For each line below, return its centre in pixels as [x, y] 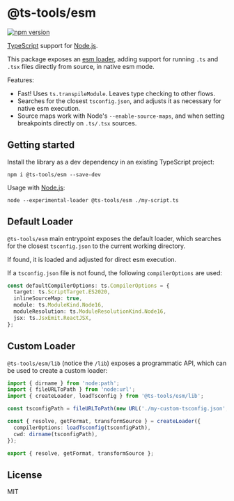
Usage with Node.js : [36, 187]
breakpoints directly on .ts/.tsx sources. [77, 123]
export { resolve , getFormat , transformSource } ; [81, 453]
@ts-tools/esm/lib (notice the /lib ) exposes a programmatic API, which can [117, 363]
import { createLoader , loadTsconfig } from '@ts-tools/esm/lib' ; [106, 396]
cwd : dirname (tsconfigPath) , [56, 434]
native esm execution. [49, 108]
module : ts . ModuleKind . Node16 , [59, 305]
